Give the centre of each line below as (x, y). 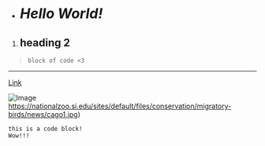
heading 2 (45, 43)
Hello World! (61, 14)
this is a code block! (45, 129)
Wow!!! (19, 136)
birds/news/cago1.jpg (43, 114)
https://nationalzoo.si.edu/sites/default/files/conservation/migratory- (120, 106)
